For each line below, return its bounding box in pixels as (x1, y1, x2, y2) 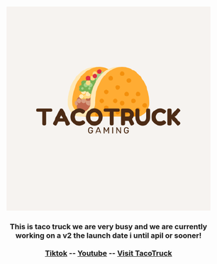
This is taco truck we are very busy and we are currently (9, 221, 208, 231)
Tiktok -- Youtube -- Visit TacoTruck (45, 248, 172, 258)
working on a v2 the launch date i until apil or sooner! (15, 230, 202, 240)
